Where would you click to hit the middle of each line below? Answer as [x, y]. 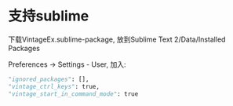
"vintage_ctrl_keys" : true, [54, 86]
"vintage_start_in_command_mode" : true [73, 94]
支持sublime [49, 16]
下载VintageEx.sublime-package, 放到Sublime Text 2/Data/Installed [117, 39]
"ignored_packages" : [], [49, 79]
